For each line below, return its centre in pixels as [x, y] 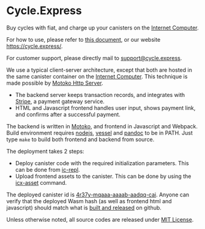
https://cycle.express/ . [35, 46]
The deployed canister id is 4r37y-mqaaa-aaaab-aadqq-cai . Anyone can [98, 195]
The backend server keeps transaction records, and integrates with [100, 95]
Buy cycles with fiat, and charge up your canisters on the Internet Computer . [102, 28]
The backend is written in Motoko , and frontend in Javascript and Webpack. [102, 126]
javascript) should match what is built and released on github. [84, 208]
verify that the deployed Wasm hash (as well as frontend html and [89, 201]
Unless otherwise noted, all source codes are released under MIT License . [100, 219]
